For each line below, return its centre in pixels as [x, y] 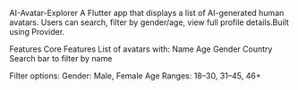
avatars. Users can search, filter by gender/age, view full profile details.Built [149, 22]
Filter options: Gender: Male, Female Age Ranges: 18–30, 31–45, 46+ [135, 76]
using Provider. [37, 32]
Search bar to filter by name [61, 58]
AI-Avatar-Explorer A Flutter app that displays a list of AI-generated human [147, 13]
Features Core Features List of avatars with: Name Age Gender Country [141, 49]
